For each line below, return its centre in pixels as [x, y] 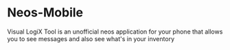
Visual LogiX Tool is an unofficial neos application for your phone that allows [115, 32]
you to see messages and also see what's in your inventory [91, 38]
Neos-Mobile [45, 13]
